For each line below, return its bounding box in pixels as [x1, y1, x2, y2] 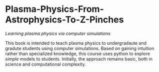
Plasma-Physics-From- [5, 3, 104, 15]
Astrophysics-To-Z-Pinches [5, 14, 124, 25]
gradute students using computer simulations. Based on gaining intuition [5, 45, 154, 51]
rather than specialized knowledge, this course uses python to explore [5, 51, 150, 57]
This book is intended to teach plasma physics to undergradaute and [5, 40, 146, 46]
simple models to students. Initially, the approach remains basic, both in [5, 56, 152, 62]
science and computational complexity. [5, 61, 86, 67]
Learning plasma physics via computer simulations [5, 30, 111, 36]
